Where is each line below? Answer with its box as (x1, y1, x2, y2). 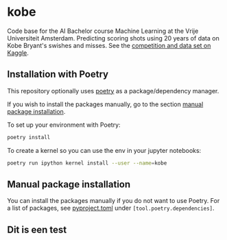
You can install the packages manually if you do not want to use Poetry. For (7, 197, 220, 205)
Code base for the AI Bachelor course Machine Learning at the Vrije (7, 27, 199, 35)
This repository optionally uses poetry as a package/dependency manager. (7, 86, 219, 95)
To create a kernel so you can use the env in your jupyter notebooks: (7, 146, 202, 154)
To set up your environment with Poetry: (7, 121, 121, 129)
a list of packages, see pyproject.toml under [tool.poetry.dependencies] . (7, 204, 215, 213)
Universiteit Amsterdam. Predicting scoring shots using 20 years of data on (7, 34, 219, 42)
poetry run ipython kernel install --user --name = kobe (7, 159, 167, 167)
